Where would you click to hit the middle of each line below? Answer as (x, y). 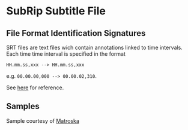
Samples (23, 106)
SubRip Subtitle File (56, 11)
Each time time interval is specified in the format (66, 54)
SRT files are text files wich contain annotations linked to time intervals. (95, 47)
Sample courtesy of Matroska (43, 120)
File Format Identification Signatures (76, 33)
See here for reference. (35, 87)
